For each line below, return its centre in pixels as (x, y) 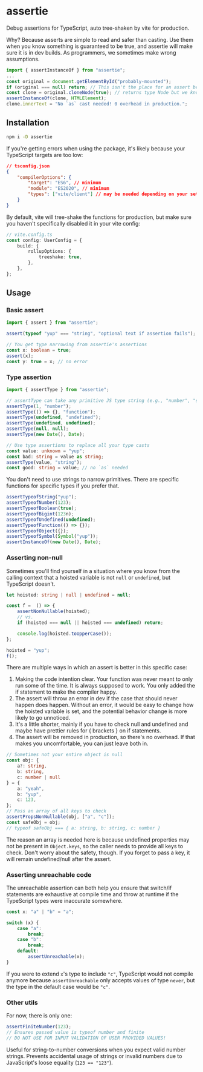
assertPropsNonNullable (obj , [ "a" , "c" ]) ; (60, 817)
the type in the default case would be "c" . (58, 987)
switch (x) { (23, 923)
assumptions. (23, 59)
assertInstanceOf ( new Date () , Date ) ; (54, 542)
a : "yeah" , (31, 789)
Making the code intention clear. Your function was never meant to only (104, 679)
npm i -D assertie (29, 137)
